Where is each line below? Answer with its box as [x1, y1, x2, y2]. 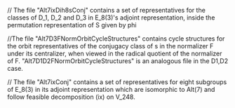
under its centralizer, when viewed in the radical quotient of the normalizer [7, 49, 222, 58]
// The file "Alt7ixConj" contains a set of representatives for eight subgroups [7, 78, 227, 86]
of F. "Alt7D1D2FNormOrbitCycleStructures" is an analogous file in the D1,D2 [7, 57, 229, 65]
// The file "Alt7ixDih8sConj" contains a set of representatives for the [7, 6, 206, 14]
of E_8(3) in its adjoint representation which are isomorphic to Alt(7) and [7, 86, 215, 93]
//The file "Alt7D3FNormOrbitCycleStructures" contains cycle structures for [7, 34, 225, 43]
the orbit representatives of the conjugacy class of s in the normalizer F [7, 42, 214, 50]
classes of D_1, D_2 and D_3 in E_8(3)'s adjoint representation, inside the [7, 13, 215, 22]
